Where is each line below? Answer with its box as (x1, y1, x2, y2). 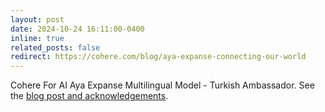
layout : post (10, 14, 65, 25)
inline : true (10, 33, 65, 43)
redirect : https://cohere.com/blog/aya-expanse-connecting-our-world (10, 52, 307, 62)
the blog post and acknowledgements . (10, 90, 169, 102)
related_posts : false (10, 42, 101, 53)
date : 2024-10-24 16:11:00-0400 (10, 24, 145, 34)
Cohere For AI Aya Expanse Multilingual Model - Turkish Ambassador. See (10, 79, 315, 91)
